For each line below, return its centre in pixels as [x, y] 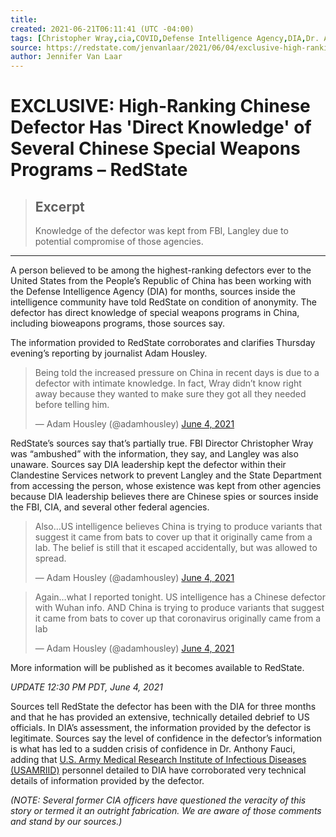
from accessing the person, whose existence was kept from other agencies [166, 486]
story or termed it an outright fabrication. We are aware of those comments [166, 811]
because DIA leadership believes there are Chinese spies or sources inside [164, 497]
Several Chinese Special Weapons [155, 148]
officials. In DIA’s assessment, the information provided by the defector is [161, 728]
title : [24, 19]
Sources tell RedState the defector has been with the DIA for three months [163, 707]
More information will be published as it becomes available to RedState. [157, 668]
